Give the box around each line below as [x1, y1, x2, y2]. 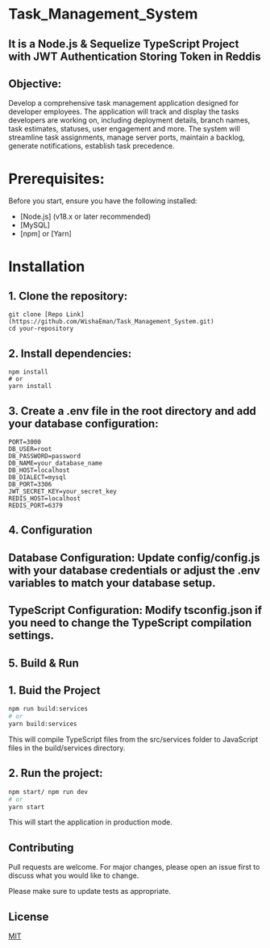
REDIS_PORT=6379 [8, 501, 63, 509]
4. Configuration [8, 524, 93, 537]
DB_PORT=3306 [8, 480, 52, 488]
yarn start [8, 803, 45, 811]
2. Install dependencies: [8, 346, 132, 360]
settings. [8, 629, 55, 642]
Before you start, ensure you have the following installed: [8, 196, 197, 206]
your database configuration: [8, 416, 159, 430]
